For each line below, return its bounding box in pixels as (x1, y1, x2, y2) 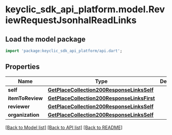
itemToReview (8, 95, 43, 102)
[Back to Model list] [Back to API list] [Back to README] (5, 124, 123, 130)
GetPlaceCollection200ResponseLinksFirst (48, 95, 155, 102)
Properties (5, 62, 40, 71)
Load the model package (5, 35, 86, 43)
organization (8, 111, 40, 118)
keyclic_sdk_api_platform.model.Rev (5, 4, 165, 15)
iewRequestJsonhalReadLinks (5, 14, 137, 26)
